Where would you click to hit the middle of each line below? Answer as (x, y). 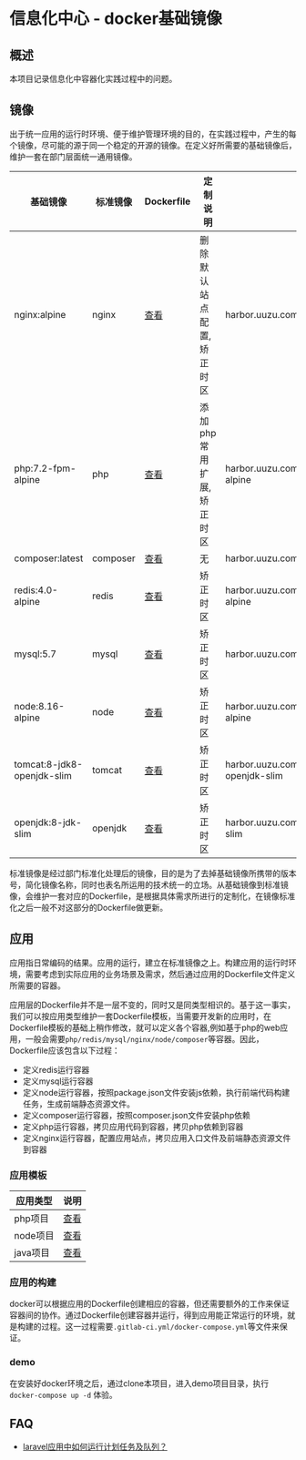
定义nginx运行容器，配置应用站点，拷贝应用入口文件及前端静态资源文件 (157, 1138)
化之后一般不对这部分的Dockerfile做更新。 (89, 907)
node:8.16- (40, 706)
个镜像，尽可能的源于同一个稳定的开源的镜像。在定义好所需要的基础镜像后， (153, 145)
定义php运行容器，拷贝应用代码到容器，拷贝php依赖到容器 (133, 1127)
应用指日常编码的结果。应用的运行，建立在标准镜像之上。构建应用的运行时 (149, 963)
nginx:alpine (40, 314)
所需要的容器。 (37, 985)
